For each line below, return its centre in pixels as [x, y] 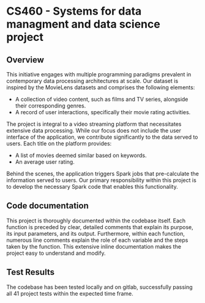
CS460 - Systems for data [74, 11]
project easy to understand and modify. [56, 253]
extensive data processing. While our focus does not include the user [94, 130]
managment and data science [83, 24]
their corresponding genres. [50, 106]
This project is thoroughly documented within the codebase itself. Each [96, 221]
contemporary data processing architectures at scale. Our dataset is [92, 81]
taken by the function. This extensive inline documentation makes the [94, 246]
